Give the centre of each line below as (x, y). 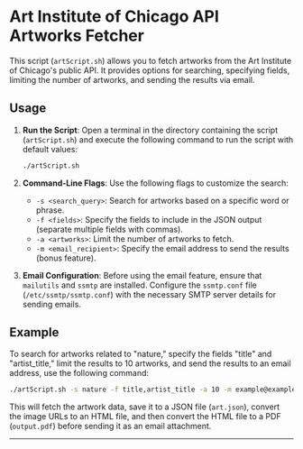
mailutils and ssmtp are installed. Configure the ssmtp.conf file (139, 285)
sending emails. (51, 304)
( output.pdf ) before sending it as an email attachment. (110, 426)
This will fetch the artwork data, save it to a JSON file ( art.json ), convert (145, 407)
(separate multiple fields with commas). (109, 229)
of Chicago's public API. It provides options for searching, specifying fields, (150, 70)
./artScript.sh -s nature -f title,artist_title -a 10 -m (120, 389)
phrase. (50, 210)
